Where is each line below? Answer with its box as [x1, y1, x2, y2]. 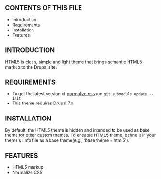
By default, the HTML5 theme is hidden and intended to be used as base [5, 127, 150, 133]
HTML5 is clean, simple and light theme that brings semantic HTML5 [5, 59, 142, 65]
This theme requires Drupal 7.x [12, 100, 74, 106]
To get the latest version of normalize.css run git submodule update [12, 91, 147, 97]
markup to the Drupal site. [5, 64, 57, 70]
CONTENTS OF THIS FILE [5, 4, 82, 12]
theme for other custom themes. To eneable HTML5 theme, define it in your [5, 133, 156, 138]
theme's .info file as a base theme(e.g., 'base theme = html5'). [5, 137, 129, 143]
